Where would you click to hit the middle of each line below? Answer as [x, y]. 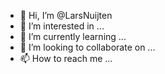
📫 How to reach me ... [66, 58]
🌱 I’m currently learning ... [73, 36]
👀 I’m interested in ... [62, 26]
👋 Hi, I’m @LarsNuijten [66, 15]
